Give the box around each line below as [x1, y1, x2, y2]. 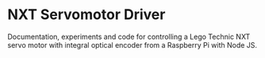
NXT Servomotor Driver [7, 6, 166, 24]
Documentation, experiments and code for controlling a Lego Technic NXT [7, 32, 251, 41]
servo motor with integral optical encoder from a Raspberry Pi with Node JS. [7, 40, 258, 49]
